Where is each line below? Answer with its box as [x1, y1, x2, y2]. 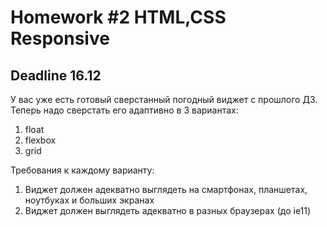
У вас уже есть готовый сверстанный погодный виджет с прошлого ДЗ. [10, 94, 318, 105]
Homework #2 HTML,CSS [10, 6, 227, 29]
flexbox [24, 134, 57, 146]
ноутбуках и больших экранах [24, 194, 155, 206]
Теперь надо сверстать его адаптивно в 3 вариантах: [10, 104, 239, 116]
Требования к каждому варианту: [10, 164, 155, 176]
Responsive [10, 27, 110, 50]
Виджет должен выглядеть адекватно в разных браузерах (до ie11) [24, 205, 312, 216]
